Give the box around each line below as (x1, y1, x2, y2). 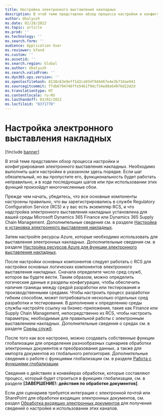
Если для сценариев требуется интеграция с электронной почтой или (5, 390, 150, 396)
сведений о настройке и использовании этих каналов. (5, 405, 118, 411)
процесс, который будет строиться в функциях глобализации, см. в (5, 375, 146, 381)
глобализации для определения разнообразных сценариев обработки (5, 340, 151, 346)
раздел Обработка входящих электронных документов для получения (5, 400, 152, 406)
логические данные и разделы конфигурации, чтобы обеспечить (5, 279, 140, 285)
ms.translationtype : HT (5, 88, 53, 93)
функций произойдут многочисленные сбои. (5, 184, 98, 190)
